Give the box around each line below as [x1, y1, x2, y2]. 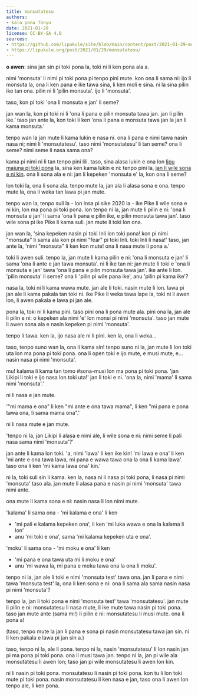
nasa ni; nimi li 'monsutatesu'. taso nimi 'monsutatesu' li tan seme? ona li [6, 140, 182, 147]
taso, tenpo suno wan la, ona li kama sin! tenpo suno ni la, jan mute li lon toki [6, 343, 192, 350]
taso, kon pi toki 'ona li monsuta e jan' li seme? [6, 99, 119, 106]
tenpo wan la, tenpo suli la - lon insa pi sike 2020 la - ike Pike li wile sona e [6, 199, 187, 206]
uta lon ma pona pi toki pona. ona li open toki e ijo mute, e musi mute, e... [6, 349, 184, 357]
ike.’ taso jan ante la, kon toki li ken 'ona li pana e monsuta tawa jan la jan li [6, 116, 187, 123]
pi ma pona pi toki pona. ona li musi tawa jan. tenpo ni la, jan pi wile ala [6, 651, 178, 658]
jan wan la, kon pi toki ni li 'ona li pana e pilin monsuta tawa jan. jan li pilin [6, 110, 184, 117]
